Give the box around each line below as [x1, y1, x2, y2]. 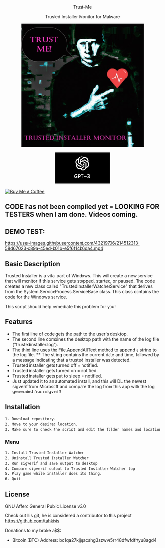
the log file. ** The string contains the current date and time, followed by [12, 352, 160, 357]
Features [5, 318, 33, 326]
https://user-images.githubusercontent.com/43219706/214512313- [5, 240, 140, 246]
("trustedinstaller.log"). [12, 341, 59, 347]
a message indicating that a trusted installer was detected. [12, 357, 131, 363]
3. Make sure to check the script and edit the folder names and [5, 427, 141, 432]
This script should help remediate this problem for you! [5, 303, 116, 309]
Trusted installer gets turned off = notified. [12, 362, 98, 368]
